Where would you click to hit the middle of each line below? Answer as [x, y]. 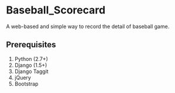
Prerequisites [31, 45]
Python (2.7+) [31, 58]
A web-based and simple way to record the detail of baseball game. [88, 26]
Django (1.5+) [31, 65]
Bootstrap [26, 84]
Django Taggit [31, 71]
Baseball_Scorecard [56, 10]
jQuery [23, 77]
